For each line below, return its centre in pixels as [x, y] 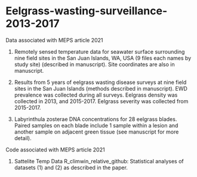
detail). [23, 138]
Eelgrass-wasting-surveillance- [87, 11]
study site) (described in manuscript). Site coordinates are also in [94, 64]
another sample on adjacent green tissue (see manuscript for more [96, 132]
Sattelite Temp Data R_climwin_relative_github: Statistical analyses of [99, 161]
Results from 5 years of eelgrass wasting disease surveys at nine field [100, 82]
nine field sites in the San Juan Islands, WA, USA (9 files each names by [103, 58]
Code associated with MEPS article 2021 [55, 150]
